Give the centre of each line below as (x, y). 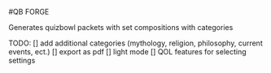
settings (22, 60)
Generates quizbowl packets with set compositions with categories (121, 27)
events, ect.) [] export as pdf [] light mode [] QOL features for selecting (127, 52)
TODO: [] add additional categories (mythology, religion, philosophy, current (135, 43)
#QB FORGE (29, 12)
